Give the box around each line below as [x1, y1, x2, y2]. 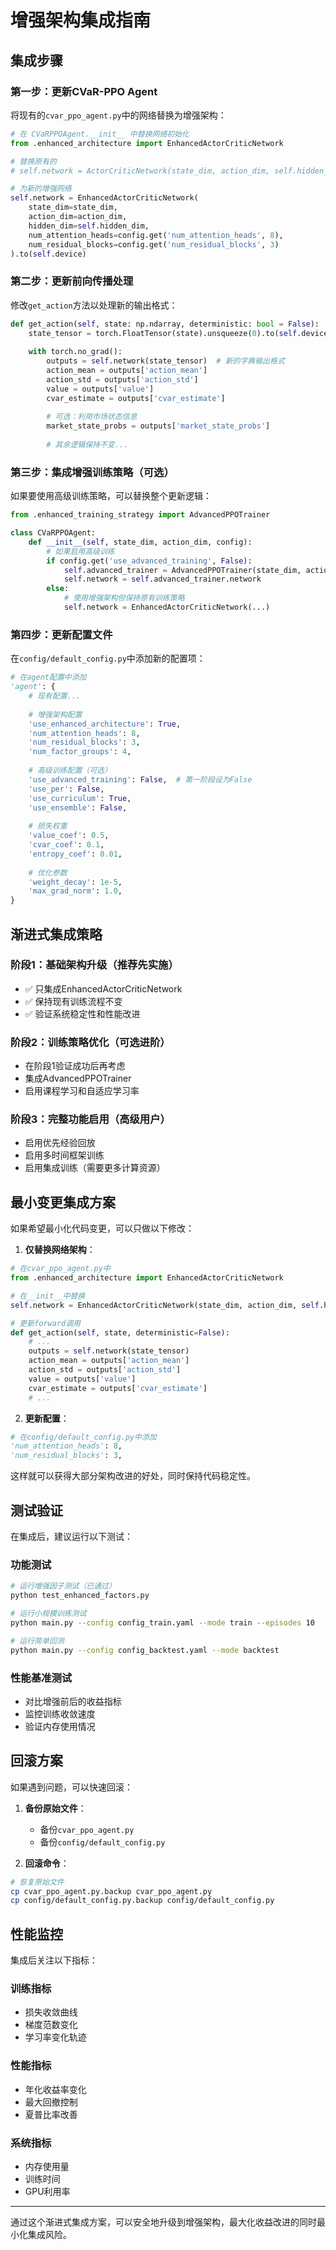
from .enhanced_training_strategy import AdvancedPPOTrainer [10, 510, 271, 520]
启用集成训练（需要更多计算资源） [24, 1162, 166, 1174]
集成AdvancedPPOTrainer [24, 1072, 132, 1085]
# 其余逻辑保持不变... [46, 440, 129, 450]
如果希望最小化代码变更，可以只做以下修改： [10, 1222, 195, 1235]
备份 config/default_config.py [39, 1836, 166, 1848]
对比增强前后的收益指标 [24, 1695, 122, 1707]
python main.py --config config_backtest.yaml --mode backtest [10, 1645, 280, 1655]
